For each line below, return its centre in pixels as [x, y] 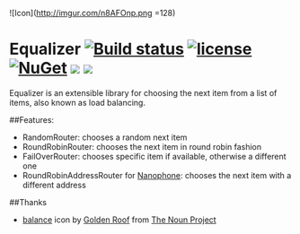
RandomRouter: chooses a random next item [105, 137]
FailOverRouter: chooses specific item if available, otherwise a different [154, 156]
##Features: [32, 119]
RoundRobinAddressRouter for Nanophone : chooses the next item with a [157, 175]
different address [54, 185]
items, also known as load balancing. [78, 102]
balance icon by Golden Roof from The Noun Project [119, 220]
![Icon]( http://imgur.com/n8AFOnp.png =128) [93, 13]
